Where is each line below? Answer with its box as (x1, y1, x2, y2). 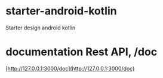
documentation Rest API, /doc (5, 45, 158, 59)
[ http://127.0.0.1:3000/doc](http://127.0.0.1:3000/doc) (5, 65, 135, 72)
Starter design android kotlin (5, 24, 76, 31)
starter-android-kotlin (5, 4, 117, 18)
